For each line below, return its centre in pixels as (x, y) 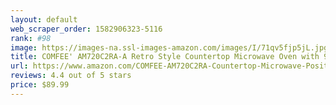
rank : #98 (31, 38)
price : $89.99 (40, 85)
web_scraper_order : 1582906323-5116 (86, 29)
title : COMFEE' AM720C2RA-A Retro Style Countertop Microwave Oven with (165, 57)
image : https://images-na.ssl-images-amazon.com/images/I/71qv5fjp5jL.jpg (169, 47)
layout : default (44, 19)
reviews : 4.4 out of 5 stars (71, 76)
